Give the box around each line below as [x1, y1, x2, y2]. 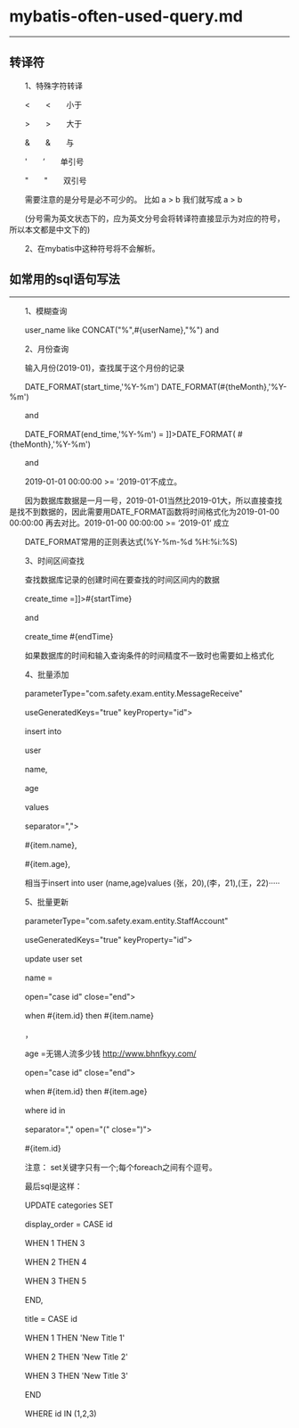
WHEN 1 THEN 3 [24, 1237, 85, 1248]
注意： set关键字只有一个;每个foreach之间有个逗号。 [24, 1161, 217, 1172]
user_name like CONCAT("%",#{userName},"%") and [24, 324, 220, 335]
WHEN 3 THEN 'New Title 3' [24, 1370, 129, 1381]
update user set [24, 953, 83, 964]
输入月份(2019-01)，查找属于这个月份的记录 [24, 362, 185, 373]
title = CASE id [24, 1313, 78, 1324]
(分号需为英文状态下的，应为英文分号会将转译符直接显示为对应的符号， [24, 212, 286, 224]
